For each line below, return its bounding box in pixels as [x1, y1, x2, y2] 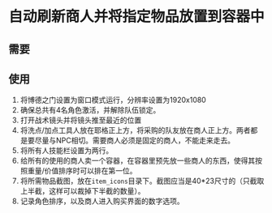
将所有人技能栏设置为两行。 [19, 146, 114, 155]
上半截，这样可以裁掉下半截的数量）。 [19, 186, 145, 196]
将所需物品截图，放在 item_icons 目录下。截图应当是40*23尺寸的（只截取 [19, 176, 265, 186]
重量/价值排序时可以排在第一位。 [27, 166, 137, 176]
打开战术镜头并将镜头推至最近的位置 [19, 115, 142, 126]
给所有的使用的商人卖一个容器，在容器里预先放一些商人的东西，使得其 [19, 155, 256, 166]
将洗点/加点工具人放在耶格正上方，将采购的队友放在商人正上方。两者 [19, 126, 251, 135]
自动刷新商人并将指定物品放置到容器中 [8, 7, 266, 26]
